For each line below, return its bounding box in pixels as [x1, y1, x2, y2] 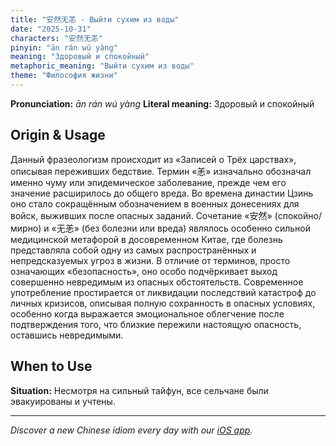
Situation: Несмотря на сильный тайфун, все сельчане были [10, 384, 269, 396]
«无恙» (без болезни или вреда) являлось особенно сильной [51, 222, 311, 234]
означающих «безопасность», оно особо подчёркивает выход [10, 265, 278, 277]
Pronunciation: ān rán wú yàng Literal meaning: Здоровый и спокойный [10, 97, 315, 110]
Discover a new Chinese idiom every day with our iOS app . [10, 424, 253, 436]
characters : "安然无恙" [10, 33, 103, 43]
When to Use [10, 358, 93, 375]
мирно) [10, 222, 42, 234]
